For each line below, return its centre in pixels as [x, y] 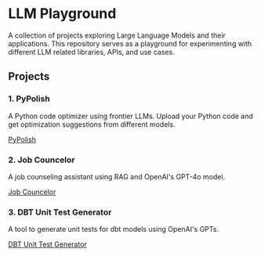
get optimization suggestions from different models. [92, 124]
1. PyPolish [29, 99]
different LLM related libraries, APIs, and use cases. [91, 52]
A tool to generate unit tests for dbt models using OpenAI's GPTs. [114, 229]
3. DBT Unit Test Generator [60, 212]
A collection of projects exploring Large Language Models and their [117, 35]
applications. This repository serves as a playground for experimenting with [130, 43]
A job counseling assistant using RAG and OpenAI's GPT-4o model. [117, 176]
